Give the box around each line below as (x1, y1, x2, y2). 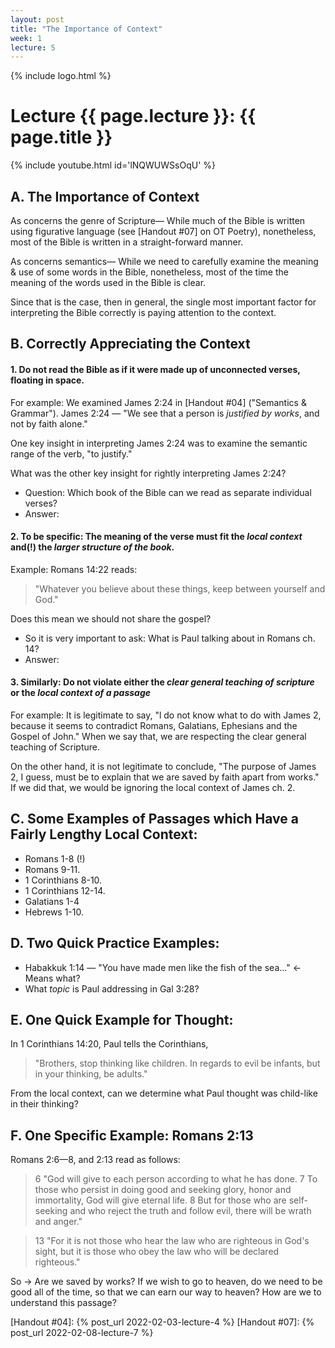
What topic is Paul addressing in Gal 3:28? (24, 982, 200, 995)
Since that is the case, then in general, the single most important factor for (10, 296, 317, 308)
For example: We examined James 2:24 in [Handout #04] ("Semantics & (10, 396, 307, 408)
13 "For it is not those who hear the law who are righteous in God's (34, 1235, 310, 1247)
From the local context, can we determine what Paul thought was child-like (10, 1087, 318, 1100)
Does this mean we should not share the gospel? (10, 612, 212, 625)
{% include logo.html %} (10, 70, 112, 82)
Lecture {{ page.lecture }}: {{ (10, 105, 257, 128)
